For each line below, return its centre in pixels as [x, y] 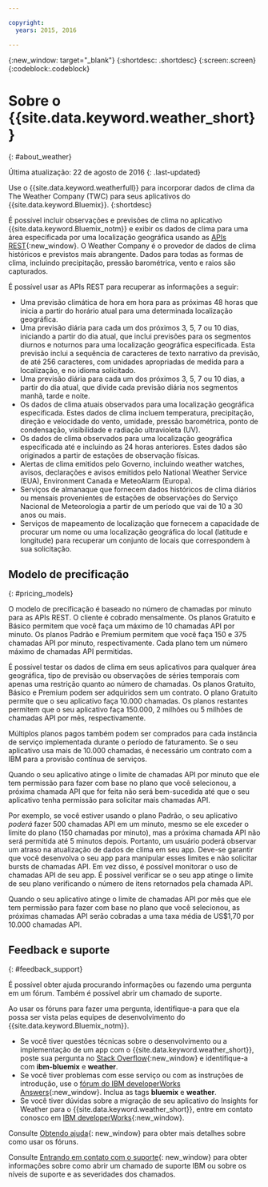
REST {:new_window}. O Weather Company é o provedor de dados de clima [132, 246]
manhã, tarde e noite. [55, 396]
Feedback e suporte [59, 950]
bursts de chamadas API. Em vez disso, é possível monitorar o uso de [123, 867]
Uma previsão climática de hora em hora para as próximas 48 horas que [139, 303]
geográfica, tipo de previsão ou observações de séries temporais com [124, 676]
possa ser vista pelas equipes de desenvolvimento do [97, 1017]
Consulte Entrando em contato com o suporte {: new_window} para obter [128, 1157]
